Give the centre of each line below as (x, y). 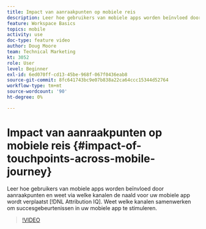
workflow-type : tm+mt (35, 86)
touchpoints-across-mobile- (81, 158)
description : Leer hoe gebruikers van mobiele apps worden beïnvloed (97, 18)
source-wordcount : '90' (37, 92)
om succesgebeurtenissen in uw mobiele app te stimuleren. (82, 208)
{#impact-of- (107, 146)
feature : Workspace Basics (41, 23)
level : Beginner (28, 69)
